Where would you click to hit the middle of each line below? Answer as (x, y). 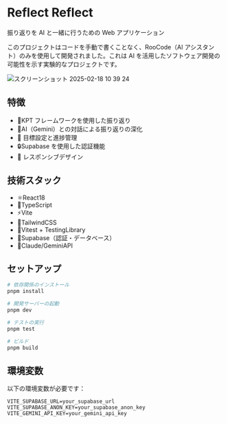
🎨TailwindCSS (37, 222)
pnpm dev (20, 310)
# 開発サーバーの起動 (33, 304)
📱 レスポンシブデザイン (50, 156)
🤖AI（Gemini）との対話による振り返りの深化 (80, 129)
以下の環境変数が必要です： (46, 388)
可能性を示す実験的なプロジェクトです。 (64, 64)
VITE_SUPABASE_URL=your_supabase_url (61, 402)
